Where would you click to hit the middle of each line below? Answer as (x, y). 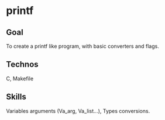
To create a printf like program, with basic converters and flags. (82, 46)
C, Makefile (20, 78)
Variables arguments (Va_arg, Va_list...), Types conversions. (78, 111)
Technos (23, 64)
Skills (16, 97)
